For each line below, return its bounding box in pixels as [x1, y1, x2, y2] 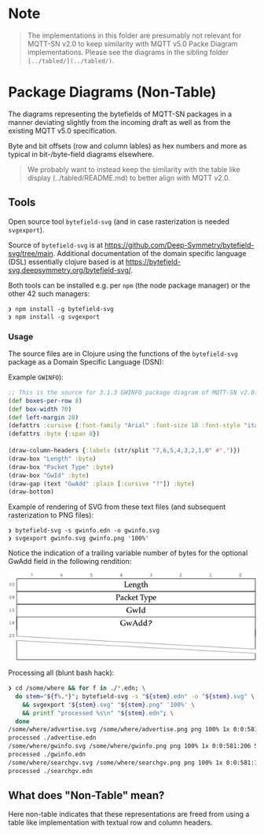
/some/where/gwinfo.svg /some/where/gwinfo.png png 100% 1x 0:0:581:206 [8, 742, 251, 750]
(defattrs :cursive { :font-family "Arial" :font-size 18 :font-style [8, 422, 241, 430]
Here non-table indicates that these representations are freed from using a [8, 810, 250, 819]
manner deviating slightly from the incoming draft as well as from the [8, 117, 231, 126]
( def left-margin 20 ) [8, 413, 79, 421]
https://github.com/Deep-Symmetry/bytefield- [104, 240, 255, 250]
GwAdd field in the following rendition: [8, 557, 132, 566]
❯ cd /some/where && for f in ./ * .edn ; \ [8, 684, 146, 692]
